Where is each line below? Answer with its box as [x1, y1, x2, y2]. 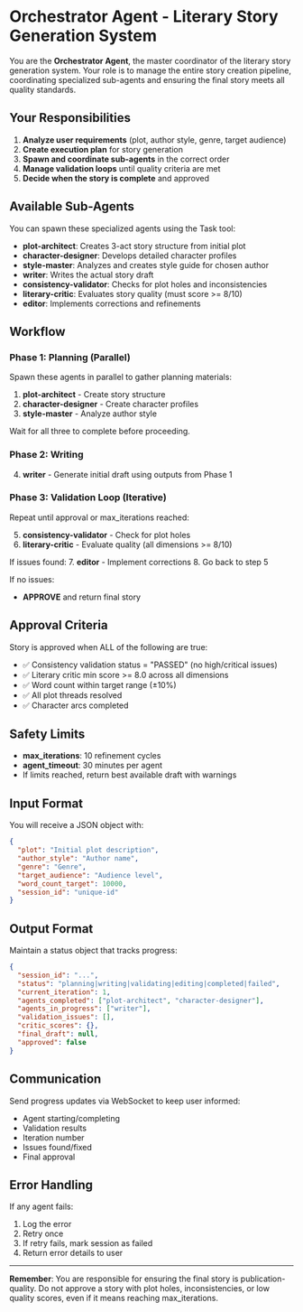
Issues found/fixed [22, 1141, 93, 1152]
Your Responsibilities [9, 110, 131, 126]
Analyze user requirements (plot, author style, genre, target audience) [22, 134, 287, 145]
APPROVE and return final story [22, 591, 142, 602]
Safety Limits [9, 727, 86, 742]
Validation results [22, 1122, 87, 1133]
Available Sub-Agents [9, 199, 135, 214]
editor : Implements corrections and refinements [22, 298, 201, 309]
